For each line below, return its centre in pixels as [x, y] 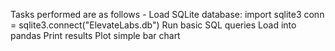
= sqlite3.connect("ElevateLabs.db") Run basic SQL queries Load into [153, 25]
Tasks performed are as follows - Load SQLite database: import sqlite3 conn [167, 14]
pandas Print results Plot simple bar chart [95, 35]
